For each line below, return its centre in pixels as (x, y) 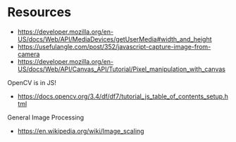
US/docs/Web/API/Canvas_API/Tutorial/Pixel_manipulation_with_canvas (121, 69)
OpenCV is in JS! (32, 82)
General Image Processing (46, 117)
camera (29, 54)
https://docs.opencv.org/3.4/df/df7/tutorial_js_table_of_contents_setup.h (123, 96)
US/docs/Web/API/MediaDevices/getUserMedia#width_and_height (115, 39)
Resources (39, 12)
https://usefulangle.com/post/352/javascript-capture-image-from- (114, 46)
